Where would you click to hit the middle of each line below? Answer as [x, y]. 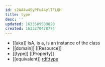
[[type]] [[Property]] [33, 54]
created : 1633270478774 [30, 29]
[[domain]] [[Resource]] [37, 48]
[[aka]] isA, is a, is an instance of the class [56, 43]
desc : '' [14, 19]
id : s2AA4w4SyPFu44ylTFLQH [33, 10]
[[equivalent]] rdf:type [35, 59]
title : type [18, 15]
